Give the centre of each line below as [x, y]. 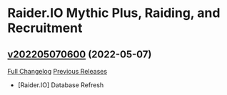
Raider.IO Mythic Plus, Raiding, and [114, 13]
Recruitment [45, 28]
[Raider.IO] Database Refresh [61, 85]
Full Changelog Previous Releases [57, 71]
